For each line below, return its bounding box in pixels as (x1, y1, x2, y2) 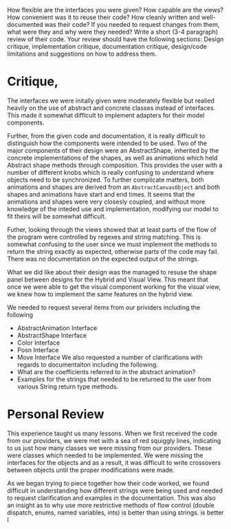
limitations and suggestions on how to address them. (7, 50, 157, 58)
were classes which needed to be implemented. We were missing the (7, 451, 203, 460)
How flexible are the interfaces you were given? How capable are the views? (7, 6, 223, 14)
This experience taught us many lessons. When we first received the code (7, 429, 218, 438)
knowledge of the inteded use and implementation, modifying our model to (7, 204, 219, 213)
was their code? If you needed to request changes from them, (44, 21, 220, 28)
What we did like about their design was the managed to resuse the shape (7, 268, 217, 276)
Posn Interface (16, 345, 59, 354)
